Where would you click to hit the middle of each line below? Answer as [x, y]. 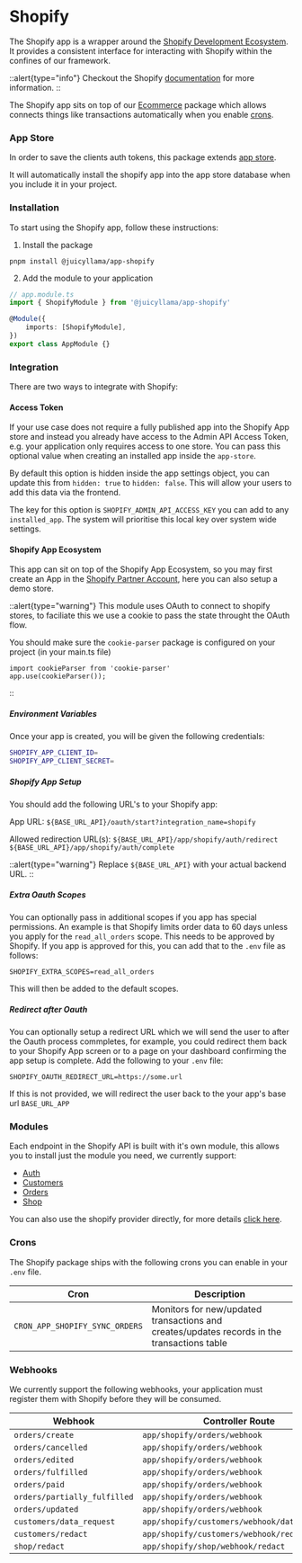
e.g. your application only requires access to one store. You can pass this [145, 446]
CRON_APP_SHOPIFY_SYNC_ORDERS [79, 1326]
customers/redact [51, 1534]
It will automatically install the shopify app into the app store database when [150, 175]
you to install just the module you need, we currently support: [123, 1156]
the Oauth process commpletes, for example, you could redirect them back [148, 1041]
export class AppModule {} [60, 344]
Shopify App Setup [46, 781]
